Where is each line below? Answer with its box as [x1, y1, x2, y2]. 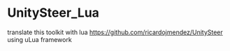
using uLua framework [7, 35, 72, 43]
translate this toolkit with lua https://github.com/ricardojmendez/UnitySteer [7, 28, 224, 36]
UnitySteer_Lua [7, 5, 100, 21]
